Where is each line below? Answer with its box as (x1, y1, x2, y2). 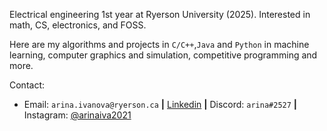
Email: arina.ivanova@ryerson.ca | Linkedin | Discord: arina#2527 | (23, 99, 297, 110)
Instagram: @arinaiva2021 (23, 109, 132, 121)
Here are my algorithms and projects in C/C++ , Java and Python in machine (9, 39, 310, 50)
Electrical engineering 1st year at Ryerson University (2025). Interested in (9, 9, 311, 20)
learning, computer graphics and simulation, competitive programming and (9, 49, 318, 61)
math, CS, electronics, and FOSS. (9, 19, 147, 31)
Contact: (9, 79, 46, 91)
